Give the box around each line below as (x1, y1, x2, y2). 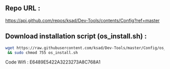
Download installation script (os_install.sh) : (5, 32, 147, 41)
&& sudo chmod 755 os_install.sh (7, 50, 78, 55)
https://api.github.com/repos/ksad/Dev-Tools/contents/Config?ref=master (5, 17, 160, 23)
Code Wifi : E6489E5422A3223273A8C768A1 (5, 59, 101, 65)
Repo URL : (5, 4, 40, 13)
